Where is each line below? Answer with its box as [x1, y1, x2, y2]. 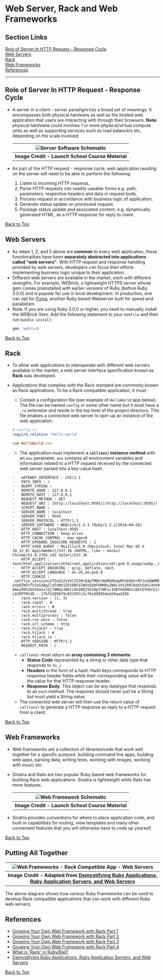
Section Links [5, 33, 48, 41]
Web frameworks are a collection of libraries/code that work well [12, 746, 143, 752]
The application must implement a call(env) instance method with [19, 450, 156, 456]
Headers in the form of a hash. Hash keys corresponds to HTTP [27, 667, 156, 673]
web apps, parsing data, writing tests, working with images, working [12, 756, 151, 762]
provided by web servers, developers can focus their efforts [12, 264, 134, 270]
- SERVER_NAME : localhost [12, 509, 72, 515]
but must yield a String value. [27, 693, 86, 699]
